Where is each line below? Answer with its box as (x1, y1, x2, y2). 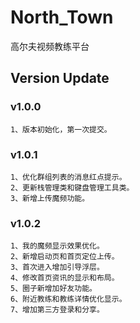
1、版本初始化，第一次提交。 (10, 124, 112, 135)
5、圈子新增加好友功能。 (10, 284, 97, 294)
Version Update (10, 70, 110, 87)
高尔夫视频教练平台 (10, 40, 90, 52)
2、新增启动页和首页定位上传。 (10, 252, 120, 262)
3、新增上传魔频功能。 (10, 193, 90, 203)
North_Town (10, 6, 114, 29)
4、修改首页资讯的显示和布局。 (10, 273, 120, 283)
